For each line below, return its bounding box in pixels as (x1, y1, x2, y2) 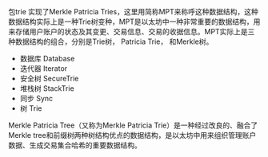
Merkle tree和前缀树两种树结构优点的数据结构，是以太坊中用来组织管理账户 (8, 131, 257, 139)
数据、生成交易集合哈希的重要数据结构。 (8, 140, 142, 150)
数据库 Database (19, 54, 75, 63)
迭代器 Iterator (19, 64, 68, 73)
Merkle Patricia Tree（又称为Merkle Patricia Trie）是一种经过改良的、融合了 (8, 120, 258, 130)
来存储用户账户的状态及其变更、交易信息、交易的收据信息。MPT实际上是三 (8, 27, 255, 36)
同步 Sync (19, 94, 54, 103)
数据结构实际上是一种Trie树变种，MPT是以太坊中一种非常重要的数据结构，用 (8, 17, 261, 26)
